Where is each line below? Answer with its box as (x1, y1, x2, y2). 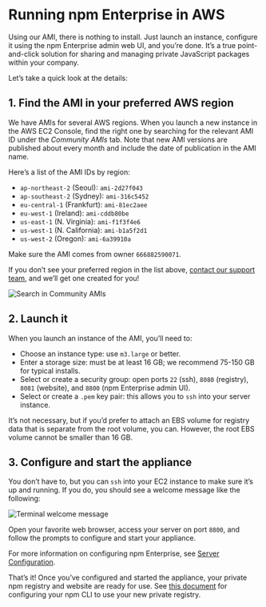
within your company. (8, 58, 80, 67)
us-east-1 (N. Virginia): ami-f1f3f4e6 (19, 216, 141, 226)
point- (237, 40, 258, 50)
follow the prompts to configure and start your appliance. (8, 533, 197, 543)
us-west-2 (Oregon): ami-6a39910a (19, 234, 132, 243)
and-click (8, 49, 40, 58)
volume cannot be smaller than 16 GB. (8, 432, 133, 442)
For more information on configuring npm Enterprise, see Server (8, 549, 220, 558)
